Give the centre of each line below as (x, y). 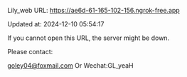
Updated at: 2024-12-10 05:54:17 (56, 24)
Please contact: (30, 52)
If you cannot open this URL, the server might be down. (88, 38)
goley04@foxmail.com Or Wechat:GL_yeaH (70, 66)
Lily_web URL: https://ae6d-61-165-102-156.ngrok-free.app (93, 10)
